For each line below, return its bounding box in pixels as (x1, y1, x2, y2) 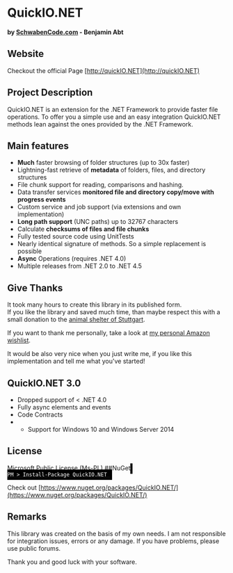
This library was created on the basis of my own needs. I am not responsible (7, 529, 226, 538)
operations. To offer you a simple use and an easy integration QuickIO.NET (7, 113, 221, 121)
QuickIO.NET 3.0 (7, 377, 81, 389)
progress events (17, 195, 66, 204)
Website (7, 48, 44, 60)
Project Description (7, 87, 93, 99)
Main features (7, 140, 70, 152)
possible (17, 247, 42, 255)
